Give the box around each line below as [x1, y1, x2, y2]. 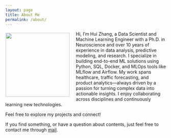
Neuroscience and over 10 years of [76, 42, 150, 48]
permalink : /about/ [5, 17, 47, 22]
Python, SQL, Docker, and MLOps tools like [76, 63, 166, 70]
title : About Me [5, 12, 40, 17]
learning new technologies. [5, 102, 62, 108]
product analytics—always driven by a [76, 80, 157, 86]
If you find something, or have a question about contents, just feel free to [5, 121, 159, 128]
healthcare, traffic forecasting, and [76, 75, 149, 81]
